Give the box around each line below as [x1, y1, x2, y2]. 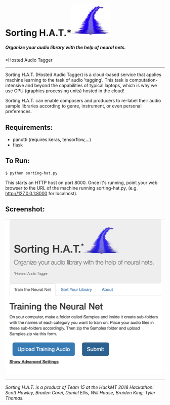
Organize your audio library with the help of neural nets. [5, 44, 126, 50]
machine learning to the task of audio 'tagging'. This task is [5, 77, 129, 83]
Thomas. [5, 395, 24, 401]
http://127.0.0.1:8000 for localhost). [5, 190, 77, 196]
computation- [129, 77, 158, 83]
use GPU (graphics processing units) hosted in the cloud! [5, 88, 125, 94]
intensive [5, 83, 24, 89]
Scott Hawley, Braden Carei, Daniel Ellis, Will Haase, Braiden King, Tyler [5, 390, 156, 396]
